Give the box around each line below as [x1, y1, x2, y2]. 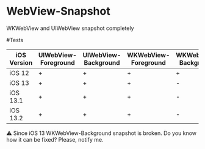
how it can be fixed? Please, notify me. [6, 136, 104, 143]
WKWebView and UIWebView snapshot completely [6, 24, 134, 32]
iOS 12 [9, 68, 29, 77]
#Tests [6, 36, 24, 43]
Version [9, 58, 33, 67]
